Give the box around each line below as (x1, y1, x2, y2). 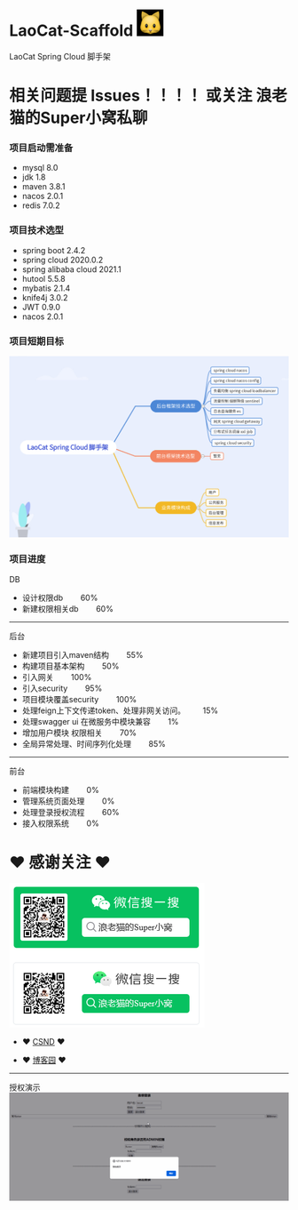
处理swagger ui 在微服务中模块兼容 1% (21, 716, 179, 726)
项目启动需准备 (9, 142, 74, 155)
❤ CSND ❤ (21, 1036, 66, 1046)
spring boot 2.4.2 (21, 244, 86, 255)
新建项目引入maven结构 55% (21, 649, 144, 660)
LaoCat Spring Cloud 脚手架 (9, 51, 111, 61)
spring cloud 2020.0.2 (21, 254, 104, 265)
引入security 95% (21, 683, 103, 693)
